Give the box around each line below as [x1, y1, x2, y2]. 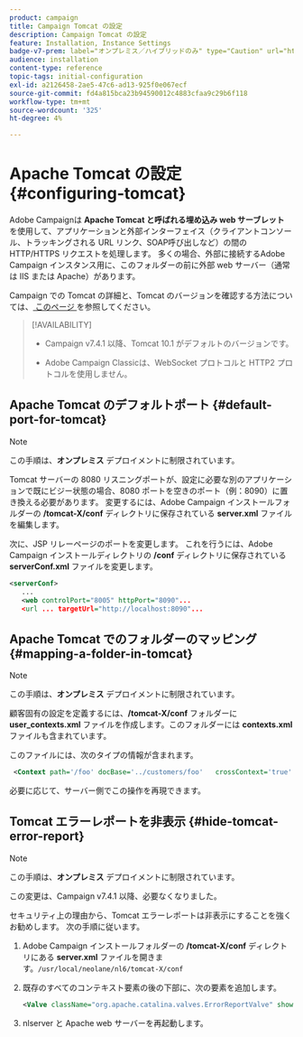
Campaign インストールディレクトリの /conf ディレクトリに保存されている [9, 549, 287, 560]
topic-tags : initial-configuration [9, 72, 143, 81]
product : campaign [9, 13, 78, 23]
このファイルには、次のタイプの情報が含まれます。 [9, 750, 198, 761]
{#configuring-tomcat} [9, 183, 187, 204]
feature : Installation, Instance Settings [9, 38, 171, 48]
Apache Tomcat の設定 [9, 163, 182, 184]
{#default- [212, 397, 272, 413]
